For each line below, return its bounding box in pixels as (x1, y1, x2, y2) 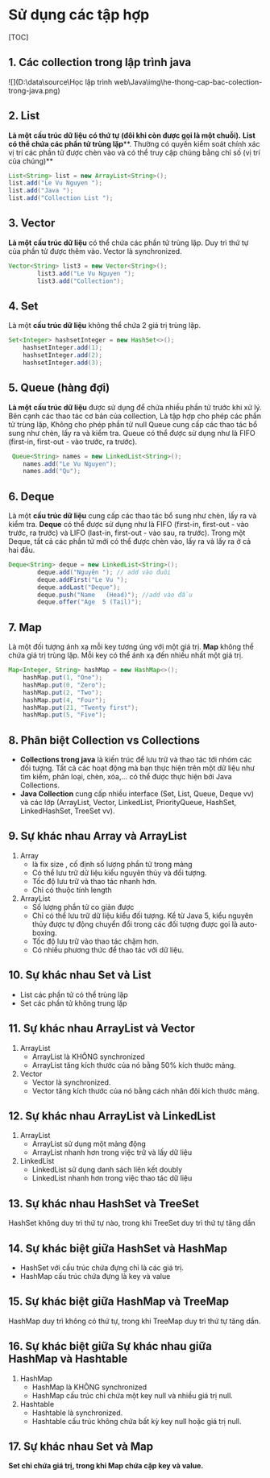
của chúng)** (8, 156, 54, 166)
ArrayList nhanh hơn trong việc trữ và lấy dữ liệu (31, 1148, 193, 1157)
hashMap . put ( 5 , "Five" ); (23, 711, 106, 719)
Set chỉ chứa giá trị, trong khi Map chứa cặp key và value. (8, 1461, 204, 1471)
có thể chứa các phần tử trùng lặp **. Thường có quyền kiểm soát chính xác (8, 139, 260, 148)
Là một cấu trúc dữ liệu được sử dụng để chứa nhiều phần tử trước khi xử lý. (8, 402, 262, 412)
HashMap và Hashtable (8, 1352, 128, 1366)
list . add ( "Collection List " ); (8, 194, 114, 202)
